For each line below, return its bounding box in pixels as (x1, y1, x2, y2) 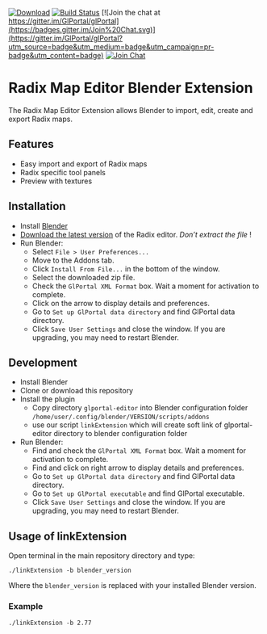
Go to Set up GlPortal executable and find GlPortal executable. (31, 489, 244, 498)
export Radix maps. (8, 114, 73, 124)
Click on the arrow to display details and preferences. (31, 298, 211, 308)
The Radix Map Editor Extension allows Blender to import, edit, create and (8, 105, 253, 115)
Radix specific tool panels (19, 167, 106, 177)
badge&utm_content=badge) (8, 51, 104, 60)
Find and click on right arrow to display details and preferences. (31, 463, 244, 472)
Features (8, 137, 54, 151)
